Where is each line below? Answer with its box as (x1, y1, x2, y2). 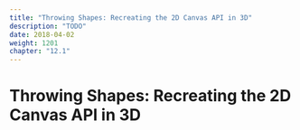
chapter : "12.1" (9, 47, 70, 56)
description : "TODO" (9, 22, 88, 31)
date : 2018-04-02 (9, 30, 75, 39)
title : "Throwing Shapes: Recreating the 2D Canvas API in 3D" (9, 13, 253, 23)
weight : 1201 (9, 38, 59, 48)
